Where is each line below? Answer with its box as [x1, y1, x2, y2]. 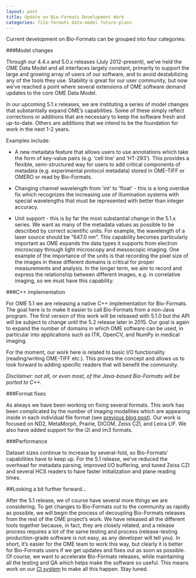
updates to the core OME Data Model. [6, 89, 97, 97]
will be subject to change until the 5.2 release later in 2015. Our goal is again [6, 319, 190, 326]
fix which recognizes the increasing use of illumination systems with [14, 191, 180, 198]
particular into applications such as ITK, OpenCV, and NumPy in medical [6, 331, 180, 338]
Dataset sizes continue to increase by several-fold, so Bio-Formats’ [6, 449, 169, 457]
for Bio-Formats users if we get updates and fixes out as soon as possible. [6, 547, 185, 554]
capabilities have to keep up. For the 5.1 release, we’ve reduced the [6, 455, 168, 462]
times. [6, 474, 21, 481]
